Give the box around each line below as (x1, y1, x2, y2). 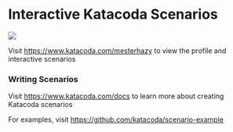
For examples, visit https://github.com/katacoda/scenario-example (8, 115, 224, 124)
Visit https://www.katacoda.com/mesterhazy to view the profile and (8, 45, 227, 55)
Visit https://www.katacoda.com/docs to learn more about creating (8, 91, 224, 101)
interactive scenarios (8, 54, 76, 63)
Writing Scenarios (8, 73, 78, 84)
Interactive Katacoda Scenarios (8, 5, 218, 23)
